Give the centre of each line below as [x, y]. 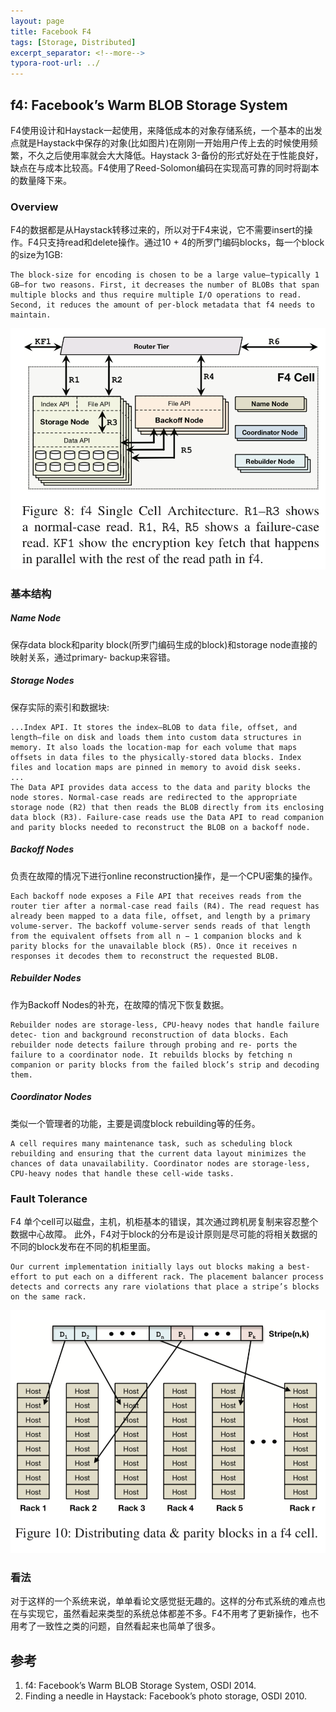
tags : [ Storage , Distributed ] [73, 42]
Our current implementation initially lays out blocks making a [147, 1267]
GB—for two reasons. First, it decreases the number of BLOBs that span [165, 285]
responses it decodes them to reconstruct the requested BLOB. [145, 956]
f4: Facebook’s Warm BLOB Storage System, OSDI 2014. [140, 1685]
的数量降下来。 [41, 180]
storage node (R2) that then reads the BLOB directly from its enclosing [167, 807]
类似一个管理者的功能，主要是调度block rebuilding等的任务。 [135, 1123]
